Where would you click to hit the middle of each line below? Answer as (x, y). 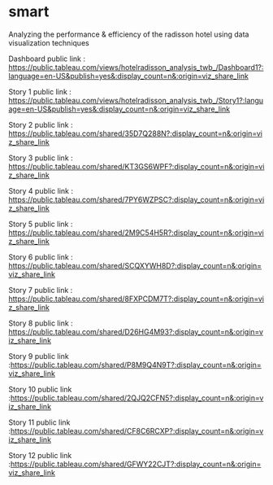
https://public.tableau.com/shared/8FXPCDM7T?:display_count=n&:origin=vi (136, 299)
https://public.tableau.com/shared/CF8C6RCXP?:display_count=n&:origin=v (137, 430)
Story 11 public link (39, 422)
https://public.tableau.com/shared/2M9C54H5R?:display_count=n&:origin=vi (136, 232)
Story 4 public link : (41, 190)
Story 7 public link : (41, 290)
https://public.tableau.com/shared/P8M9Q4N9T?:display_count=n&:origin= (136, 365)
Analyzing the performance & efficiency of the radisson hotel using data (129, 34)
